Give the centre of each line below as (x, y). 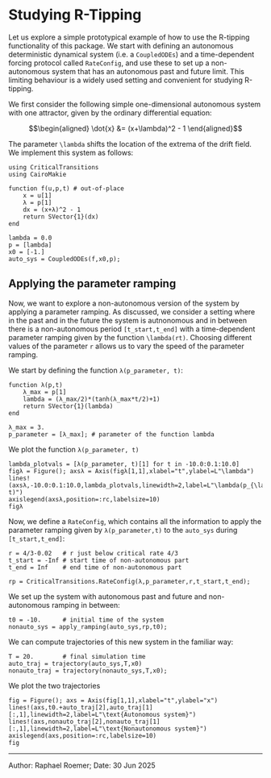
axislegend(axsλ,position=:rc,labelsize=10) (84, 499)
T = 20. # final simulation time (77, 656)
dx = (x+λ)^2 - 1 (52, 210)
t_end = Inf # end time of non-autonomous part (95, 567)
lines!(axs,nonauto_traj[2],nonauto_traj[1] (84, 722)
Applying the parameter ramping (92, 284)
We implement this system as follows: (71, 152)
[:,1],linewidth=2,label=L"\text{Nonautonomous (90, 728)
